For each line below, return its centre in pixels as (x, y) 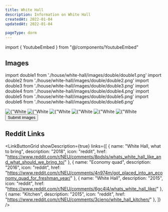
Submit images (22, 117)
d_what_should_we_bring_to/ (35, 162)
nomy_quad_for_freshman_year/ (38, 178)
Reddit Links (25, 134)
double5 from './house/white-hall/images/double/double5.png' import (77, 96)
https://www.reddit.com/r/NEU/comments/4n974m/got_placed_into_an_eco (85, 173)
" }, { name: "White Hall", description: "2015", (116, 178)
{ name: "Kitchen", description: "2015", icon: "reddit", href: (65, 194)
